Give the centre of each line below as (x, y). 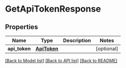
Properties (22, 27)
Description (77, 41)
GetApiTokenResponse (53, 9)
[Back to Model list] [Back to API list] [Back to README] (61, 61)
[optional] (107, 49)
